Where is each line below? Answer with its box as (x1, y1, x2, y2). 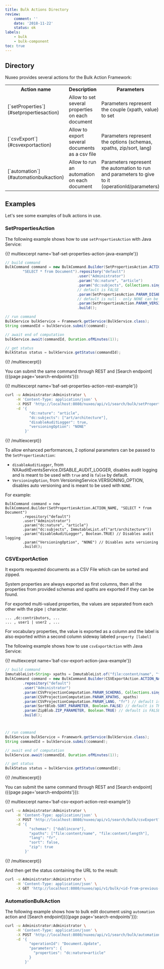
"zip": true (29, 844, 54, 850)
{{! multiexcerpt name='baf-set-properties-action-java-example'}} (5, 251, 138, 256)
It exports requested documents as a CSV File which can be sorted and (5, 567, 148, 572)
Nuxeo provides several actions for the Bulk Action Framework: (5, 74, 132, 81)
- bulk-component (14, 39, 49, 44)
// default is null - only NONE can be (77, 296, 159, 301)
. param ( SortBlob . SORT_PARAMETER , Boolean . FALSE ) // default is (22, 704, 154, 709)
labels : (5, 30, 21, 35)
